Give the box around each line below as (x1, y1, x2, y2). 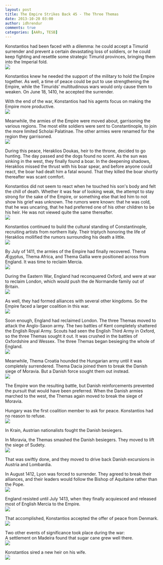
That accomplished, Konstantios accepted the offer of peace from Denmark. (5, 516, 159, 521)
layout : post (5, 7, 32, 12)
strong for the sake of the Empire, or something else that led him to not (5, 194, 147, 200)
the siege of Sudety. (5, 442, 46, 448)
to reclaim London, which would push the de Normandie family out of (5, 278, 144, 284)
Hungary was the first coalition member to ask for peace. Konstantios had (5, 408, 154, 413)
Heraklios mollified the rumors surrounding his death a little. (5, 234, 125, 240)
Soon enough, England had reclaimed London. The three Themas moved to (5, 317, 156, 323)
